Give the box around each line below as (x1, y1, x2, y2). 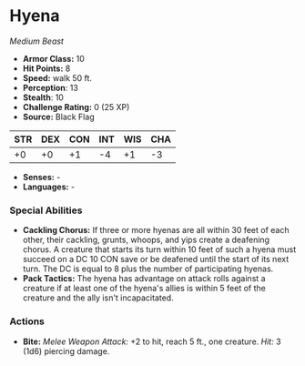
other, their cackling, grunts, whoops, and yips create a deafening (22, 234, 270, 246)
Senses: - (22, 171, 61, 182)
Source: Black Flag (22, 111, 95, 122)
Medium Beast (9, 36, 64, 46)
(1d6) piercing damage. (22, 345, 110, 356)
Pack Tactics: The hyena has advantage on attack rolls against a (22, 273, 266, 284)
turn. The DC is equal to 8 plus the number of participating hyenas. (22, 263, 274, 274)
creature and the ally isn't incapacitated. (22, 292, 175, 303)
